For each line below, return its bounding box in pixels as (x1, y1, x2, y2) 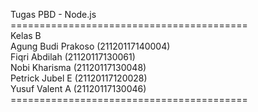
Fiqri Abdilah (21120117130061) (10, 51, 136, 63)
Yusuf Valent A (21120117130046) (10, 83, 147, 94)
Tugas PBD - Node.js (10, 9, 97, 20)
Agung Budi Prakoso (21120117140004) (10, 40, 171, 52)
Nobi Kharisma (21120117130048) (10, 62, 147, 73)
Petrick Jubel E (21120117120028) (10, 72, 148, 84)
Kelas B (10, 30, 42, 41)
